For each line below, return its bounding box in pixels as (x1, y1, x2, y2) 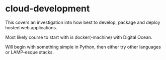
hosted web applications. (5, 24, 57, 30)
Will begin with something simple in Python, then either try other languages (5, 44, 161, 50)
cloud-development (5, 3, 90, 14)
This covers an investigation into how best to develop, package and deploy (5, 19, 160, 25)
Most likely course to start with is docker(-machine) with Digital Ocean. (5, 34, 152, 40)
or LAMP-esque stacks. (5, 49, 54, 55)
